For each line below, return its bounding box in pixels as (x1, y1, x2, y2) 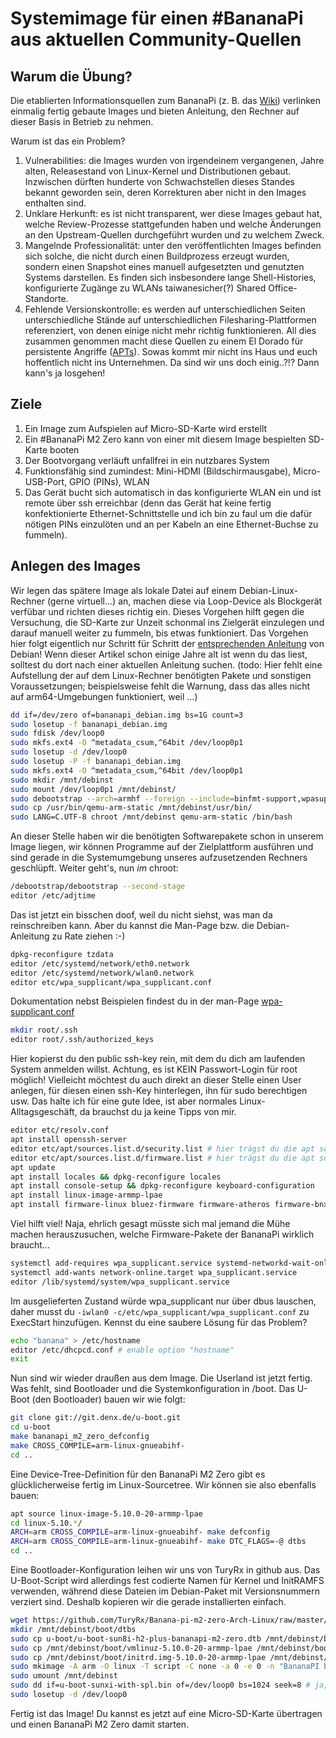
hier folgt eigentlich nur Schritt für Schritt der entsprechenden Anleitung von (10, 637, 325, 649)
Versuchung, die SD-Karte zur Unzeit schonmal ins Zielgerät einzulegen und (10, 616, 325, 628)
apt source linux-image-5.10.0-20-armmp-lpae (10, 1508, 203, 1519)
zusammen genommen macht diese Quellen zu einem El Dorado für (24, 335, 304, 347)
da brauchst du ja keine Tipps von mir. (79, 1106, 237, 1118)
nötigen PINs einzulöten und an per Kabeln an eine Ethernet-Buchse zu (24, 518, 319, 530)
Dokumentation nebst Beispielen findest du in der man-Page (10, 995, 260, 1007)
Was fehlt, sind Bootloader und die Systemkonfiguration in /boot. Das (10, 1383, 295, 1395)
